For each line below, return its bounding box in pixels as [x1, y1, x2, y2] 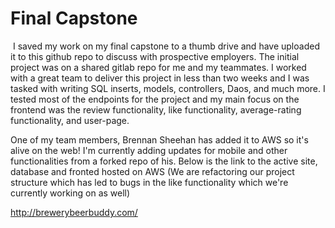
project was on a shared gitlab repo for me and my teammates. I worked [10, 61, 307, 73]
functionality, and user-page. [10, 114, 130, 126]
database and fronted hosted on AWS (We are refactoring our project [10, 165, 295, 177]
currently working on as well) [10, 187, 131, 199]
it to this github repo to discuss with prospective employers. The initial [10, 50, 300, 62]
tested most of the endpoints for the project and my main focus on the [10, 93, 300, 105]
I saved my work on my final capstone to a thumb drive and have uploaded [12, 40, 320, 52]
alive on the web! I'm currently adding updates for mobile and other [10, 144, 288, 156]
